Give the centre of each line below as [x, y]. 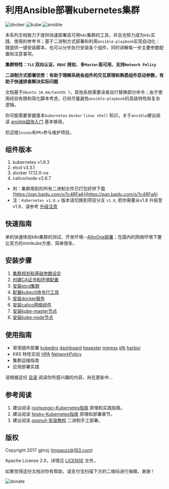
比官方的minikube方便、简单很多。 [41, 243]
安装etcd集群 [26, 286]
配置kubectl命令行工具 [36, 292]
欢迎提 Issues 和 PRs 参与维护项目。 [40, 132]
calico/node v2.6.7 [32, 178]
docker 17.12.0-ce [30, 173]
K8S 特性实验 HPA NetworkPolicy [47, 354]
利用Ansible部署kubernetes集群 [72, 10]
